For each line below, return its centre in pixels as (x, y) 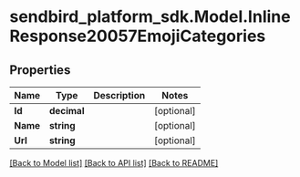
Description (119, 95)
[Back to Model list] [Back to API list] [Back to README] (114, 163)
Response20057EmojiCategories (138, 36)
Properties (40, 70)
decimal (67, 111)
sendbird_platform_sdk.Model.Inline (150, 17)
